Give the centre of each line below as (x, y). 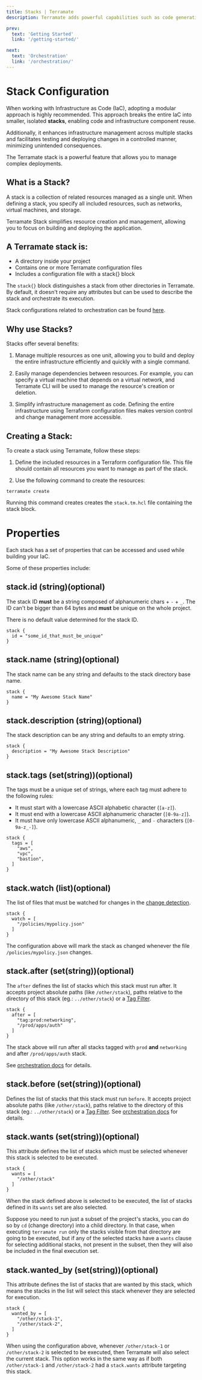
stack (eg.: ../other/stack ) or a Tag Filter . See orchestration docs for (92, 1111)
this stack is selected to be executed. (52, 1158)
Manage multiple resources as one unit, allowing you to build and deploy (105, 356)
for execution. (23, 1297)
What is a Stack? (38, 182)
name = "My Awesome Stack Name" (52, 697)
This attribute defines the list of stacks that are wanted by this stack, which (99, 1285)
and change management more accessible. (68, 417)
